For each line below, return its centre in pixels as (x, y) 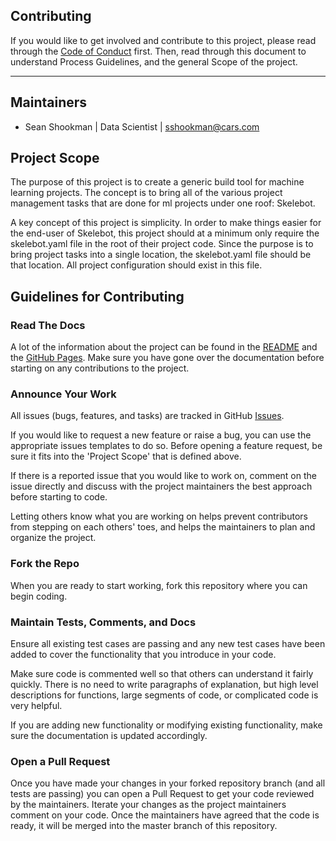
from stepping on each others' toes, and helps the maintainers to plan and (163, 527)
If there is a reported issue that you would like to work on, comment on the (163, 476)
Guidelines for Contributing (97, 296)
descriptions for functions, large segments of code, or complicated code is (164, 695)
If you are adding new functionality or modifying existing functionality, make (166, 725)
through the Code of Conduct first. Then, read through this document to (158, 51)
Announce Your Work (63, 394)
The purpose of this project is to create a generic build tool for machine (157, 182)
